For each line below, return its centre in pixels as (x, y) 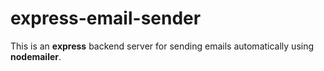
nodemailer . (36, 56)
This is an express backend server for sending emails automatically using (162, 46)
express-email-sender (106, 18)
